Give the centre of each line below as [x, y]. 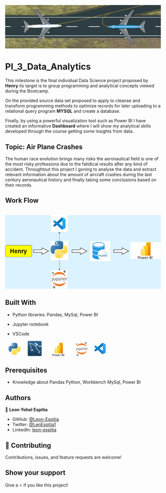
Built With [21, 303]
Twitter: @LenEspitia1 [34, 425]
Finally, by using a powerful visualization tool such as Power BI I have [76, 121]
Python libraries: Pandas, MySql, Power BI [55, 314]
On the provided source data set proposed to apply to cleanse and [73, 100]
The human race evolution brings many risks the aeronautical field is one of [82, 159]
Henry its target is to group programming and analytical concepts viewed [80, 86]
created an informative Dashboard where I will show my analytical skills [78, 126]
